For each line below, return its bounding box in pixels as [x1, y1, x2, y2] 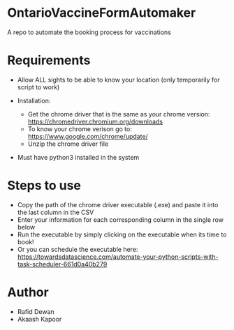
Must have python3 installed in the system [17, 153, 140, 161]
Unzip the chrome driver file [27, 140, 109, 148]
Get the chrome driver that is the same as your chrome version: [27, 110, 210, 118]
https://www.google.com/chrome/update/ [27, 132, 148, 140]
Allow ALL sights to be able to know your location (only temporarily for [17, 75, 220, 84]
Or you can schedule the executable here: [17, 245, 138, 253]
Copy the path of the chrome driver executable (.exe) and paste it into [17, 200, 219, 209]
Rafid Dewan [17, 307, 54, 315]
